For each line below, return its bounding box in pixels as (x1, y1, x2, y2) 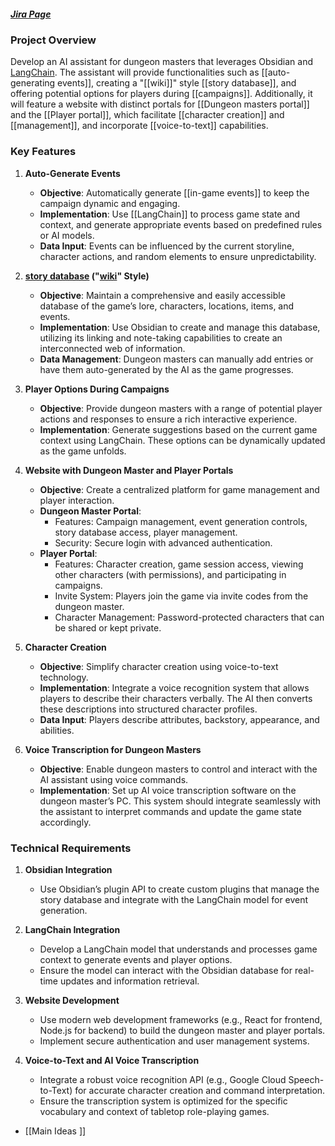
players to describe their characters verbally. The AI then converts (39, 692, 313, 704)
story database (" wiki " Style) (24, 270, 150, 282)
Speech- (288, 1073, 325, 1085)
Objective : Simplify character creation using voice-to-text (39, 660, 279, 672)
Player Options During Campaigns (24, 383, 170, 395)
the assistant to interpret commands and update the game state (39, 805, 302, 817)
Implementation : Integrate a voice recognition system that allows (39, 681, 310, 694)
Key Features (10, 145, 77, 159)
